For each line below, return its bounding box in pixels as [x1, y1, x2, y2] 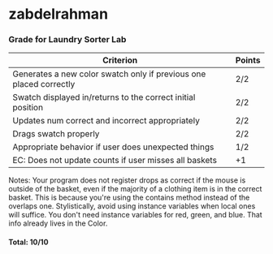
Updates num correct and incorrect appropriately [12, 115, 201, 127]
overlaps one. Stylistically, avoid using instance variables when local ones [8, 201, 256, 211]
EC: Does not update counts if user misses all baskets [12, 155, 218, 166]
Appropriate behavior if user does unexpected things [12, 141, 214, 153]
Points [235, 54, 261, 66]
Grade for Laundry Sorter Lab [8, 34, 127, 45]
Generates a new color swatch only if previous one [12, 68, 206, 80]
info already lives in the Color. [8, 218, 108, 228]
